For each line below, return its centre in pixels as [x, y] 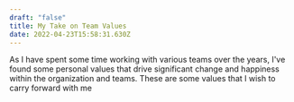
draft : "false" [38, 17]
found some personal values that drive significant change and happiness [144, 69]
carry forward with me [51, 88]
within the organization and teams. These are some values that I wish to [143, 79]
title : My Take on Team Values [68, 26]
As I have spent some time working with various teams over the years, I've [147, 60]
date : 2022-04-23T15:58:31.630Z [70, 34]
